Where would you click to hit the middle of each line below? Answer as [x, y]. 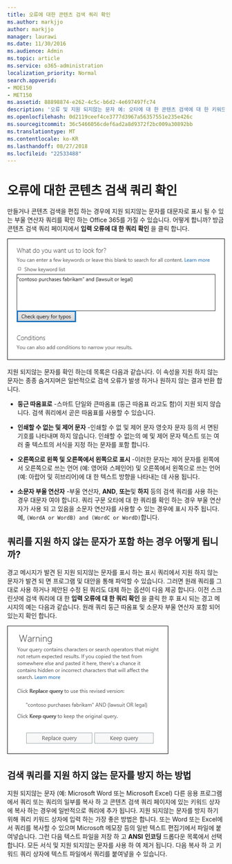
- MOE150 [20, 88]
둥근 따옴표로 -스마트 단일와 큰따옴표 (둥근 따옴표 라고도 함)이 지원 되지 [113, 404]
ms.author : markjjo [35, 22]
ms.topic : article [33, 59]
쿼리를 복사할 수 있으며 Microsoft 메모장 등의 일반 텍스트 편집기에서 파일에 [114, 828]
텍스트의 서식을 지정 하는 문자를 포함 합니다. [91, 445]
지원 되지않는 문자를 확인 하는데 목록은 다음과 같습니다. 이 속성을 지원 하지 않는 [113, 372]
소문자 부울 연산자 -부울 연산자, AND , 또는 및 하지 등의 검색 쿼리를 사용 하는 [118, 491]
